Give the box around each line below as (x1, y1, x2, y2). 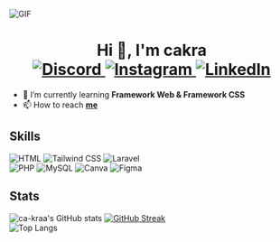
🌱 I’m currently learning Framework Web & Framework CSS (22, 88, 246, 99)
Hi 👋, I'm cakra (96, 41, 208, 60)
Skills (9, 129, 41, 144)
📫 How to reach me (22, 99, 98, 110)
